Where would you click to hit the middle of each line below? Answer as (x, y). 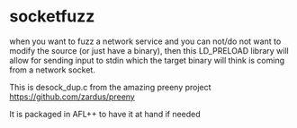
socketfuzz (52, 17)
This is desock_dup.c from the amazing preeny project (110, 87)
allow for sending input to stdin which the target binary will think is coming (147, 60)
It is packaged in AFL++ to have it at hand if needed (105, 114)
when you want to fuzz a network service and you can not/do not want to (145, 41)
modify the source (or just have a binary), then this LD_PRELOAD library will (149, 50)
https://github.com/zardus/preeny (72, 97)
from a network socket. (53, 70)
